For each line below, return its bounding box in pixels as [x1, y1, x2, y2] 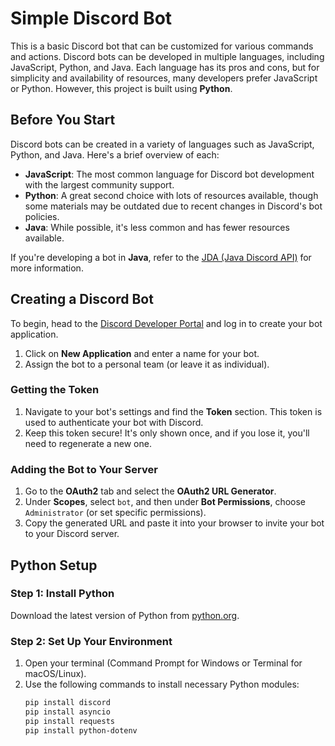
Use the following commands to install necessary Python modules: [24, 678, 300, 691]
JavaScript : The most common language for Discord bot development [24, 168, 315, 180]
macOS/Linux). [24, 668, 87, 680]
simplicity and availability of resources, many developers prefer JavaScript [10, 72, 318, 84]
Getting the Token [10, 383, 100, 397]
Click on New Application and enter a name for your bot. [24, 347, 260, 359]
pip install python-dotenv [24, 725, 138, 736]
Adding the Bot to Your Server [10, 462, 158, 476]
